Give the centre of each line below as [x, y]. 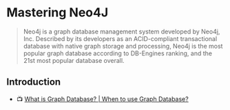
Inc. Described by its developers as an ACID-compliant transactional [120, 38]
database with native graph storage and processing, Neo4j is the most [123, 46]
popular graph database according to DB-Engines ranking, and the [118, 53]
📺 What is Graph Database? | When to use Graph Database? [102, 99]
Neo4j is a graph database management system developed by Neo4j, [122, 31]
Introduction [34, 82]
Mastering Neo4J [57, 13]
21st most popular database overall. [74, 60]
